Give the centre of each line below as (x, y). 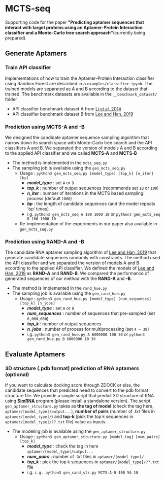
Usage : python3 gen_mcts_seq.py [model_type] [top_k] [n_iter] (86, 173)
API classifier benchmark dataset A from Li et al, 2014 (67, 108)
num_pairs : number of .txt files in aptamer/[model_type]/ (85, 456)
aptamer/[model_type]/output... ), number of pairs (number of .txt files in (80, 411)
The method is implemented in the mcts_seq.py (60, 163)
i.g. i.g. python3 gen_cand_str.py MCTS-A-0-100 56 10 (82, 472)
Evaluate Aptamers (35, 354)
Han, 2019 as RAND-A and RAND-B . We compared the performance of (77, 274)
